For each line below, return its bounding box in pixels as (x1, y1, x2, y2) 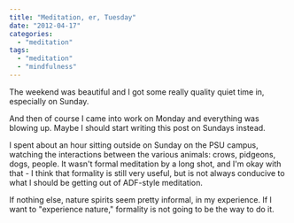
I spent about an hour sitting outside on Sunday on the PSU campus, (9, 139, 259, 150)
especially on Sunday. (9, 96, 89, 106)
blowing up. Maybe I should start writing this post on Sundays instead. (9, 122, 266, 133)
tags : (9, 46, 29, 55)
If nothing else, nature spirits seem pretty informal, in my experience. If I (9, 194, 273, 204)
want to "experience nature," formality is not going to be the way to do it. (9, 204, 275, 214)
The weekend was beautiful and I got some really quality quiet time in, (9, 86, 265, 97)
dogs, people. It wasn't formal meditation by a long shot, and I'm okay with (9, 158, 282, 169)
